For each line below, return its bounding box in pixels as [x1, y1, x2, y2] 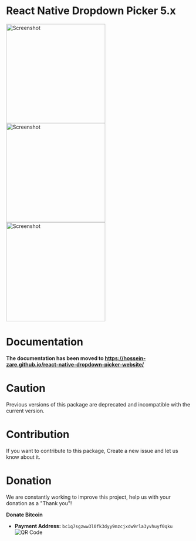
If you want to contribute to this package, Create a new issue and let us [6, 447, 178, 454]
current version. [6, 407, 45, 414]
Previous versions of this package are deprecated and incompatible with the [6, 401, 191, 408]
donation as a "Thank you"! [6, 499, 72, 506]
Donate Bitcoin [6, 511, 43, 518]
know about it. [6, 453, 41, 461]
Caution [6, 382, 46, 395]
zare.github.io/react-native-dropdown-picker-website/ [6, 361, 144, 368]
